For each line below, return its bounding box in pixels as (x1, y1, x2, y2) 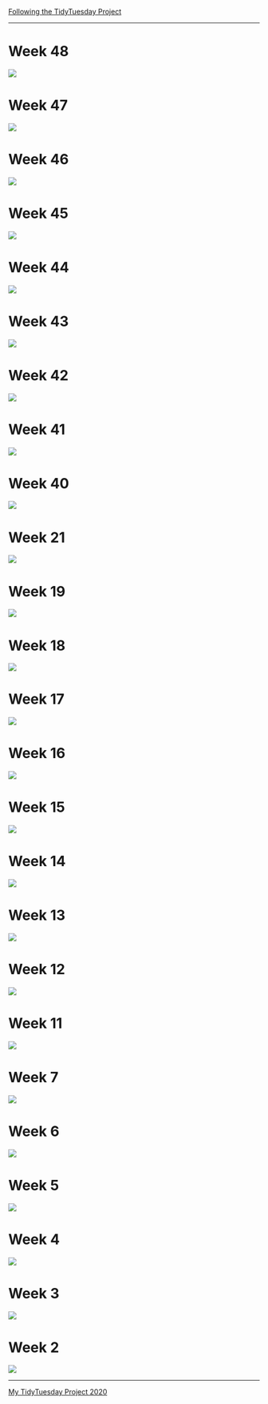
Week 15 (8, 798, 65, 816)
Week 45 (8, 204, 69, 223)
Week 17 (8, 690, 65, 708)
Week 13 (8, 906, 66, 925)
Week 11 (8, 1014, 63, 1033)
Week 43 (8, 312, 69, 331)
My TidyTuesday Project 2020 (8, 1387, 108, 1397)
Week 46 (8, 150, 69, 169)
